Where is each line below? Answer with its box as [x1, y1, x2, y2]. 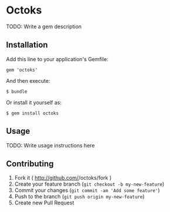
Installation [6, 40, 48, 50]
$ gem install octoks [6, 110, 59, 116]
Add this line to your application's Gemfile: [6, 55, 108, 62]
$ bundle [6, 89, 28, 95]
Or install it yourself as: [6, 99, 62, 106]
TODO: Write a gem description [6, 23, 82, 30]
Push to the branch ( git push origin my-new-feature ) [14, 193, 145, 200]
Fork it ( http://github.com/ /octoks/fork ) [14, 174, 112, 181]
